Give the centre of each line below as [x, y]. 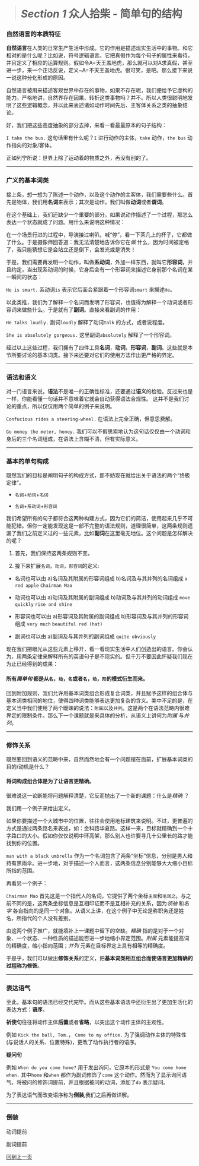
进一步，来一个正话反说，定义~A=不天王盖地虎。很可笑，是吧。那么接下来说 [99, 70]
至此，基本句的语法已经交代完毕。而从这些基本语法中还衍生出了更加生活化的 [99, 1002]
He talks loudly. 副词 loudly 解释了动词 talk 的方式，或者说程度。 [87, 322]
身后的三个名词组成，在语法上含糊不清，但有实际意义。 [73, 439]
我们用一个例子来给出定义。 [40, 808]
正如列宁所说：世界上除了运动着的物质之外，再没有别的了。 [79, 158]
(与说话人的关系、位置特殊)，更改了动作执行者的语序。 [73, 1042]
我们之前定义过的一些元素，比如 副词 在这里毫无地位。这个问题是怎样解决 [105, 533]
